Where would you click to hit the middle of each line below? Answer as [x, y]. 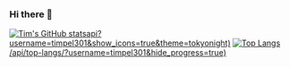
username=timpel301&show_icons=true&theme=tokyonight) [120, 43]
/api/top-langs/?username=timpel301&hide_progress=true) [118, 53]
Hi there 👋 [31, 14]
